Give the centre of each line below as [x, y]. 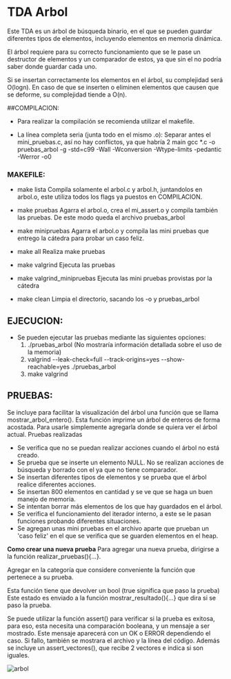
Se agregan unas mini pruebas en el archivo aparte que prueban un [113, 528]
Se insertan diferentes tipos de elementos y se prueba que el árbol [112, 477]
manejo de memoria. [46, 499]
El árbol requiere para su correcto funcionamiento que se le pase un [104, 52]
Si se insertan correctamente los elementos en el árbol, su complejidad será [115, 79]
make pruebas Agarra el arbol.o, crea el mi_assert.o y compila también [118, 210]
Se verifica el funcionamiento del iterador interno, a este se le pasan [114, 513]
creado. [28, 455]
